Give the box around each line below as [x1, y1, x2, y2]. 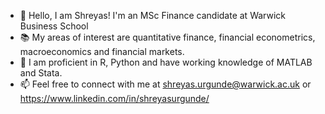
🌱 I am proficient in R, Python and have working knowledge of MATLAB [19, 56, 313, 68]
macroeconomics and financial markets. [19, 46, 185, 57]
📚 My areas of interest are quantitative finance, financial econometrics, [19, 31, 316, 43]
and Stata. [19, 67, 63, 79]
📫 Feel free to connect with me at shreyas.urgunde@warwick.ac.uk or [19, 78, 312, 90]
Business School [19, 20, 89, 32]
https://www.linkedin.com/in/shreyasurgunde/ [19, 93, 210, 104]
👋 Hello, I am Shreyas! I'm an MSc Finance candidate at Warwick [19, 10, 286, 21]
